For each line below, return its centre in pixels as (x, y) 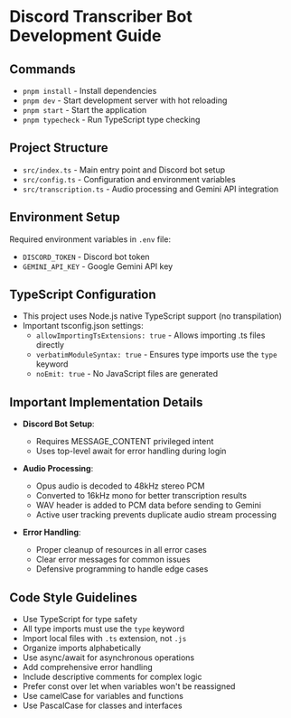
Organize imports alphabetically (82, 648)
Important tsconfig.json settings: (83, 326)
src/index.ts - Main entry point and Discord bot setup (124, 170)
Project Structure (59, 148)
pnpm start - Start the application (84, 110)
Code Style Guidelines (73, 597)
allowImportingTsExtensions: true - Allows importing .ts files (150, 335)
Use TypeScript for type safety (80, 620)
